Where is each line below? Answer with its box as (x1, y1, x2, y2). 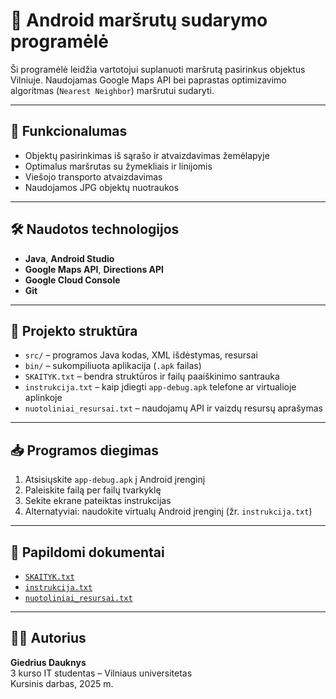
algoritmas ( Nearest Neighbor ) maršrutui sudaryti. (10, 84, 215, 96)
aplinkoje (24, 392, 63, 404)
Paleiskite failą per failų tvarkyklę (24, 484, 162, 496)
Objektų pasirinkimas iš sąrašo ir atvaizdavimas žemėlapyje (24, 149, 270, 161)
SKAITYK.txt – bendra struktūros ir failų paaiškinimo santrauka (24, 370, 280, 383)
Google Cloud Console (24, 274, 121, 286)
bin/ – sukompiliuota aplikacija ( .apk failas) (24, 360, 202, 372)
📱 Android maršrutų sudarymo (10, 9, 268, 32)
